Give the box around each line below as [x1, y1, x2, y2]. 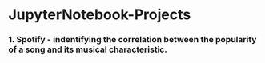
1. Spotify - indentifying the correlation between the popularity [8, 34, 257, 45]
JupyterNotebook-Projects [8, 6, 191, 24]
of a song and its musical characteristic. [8, 44, 168, 55]
